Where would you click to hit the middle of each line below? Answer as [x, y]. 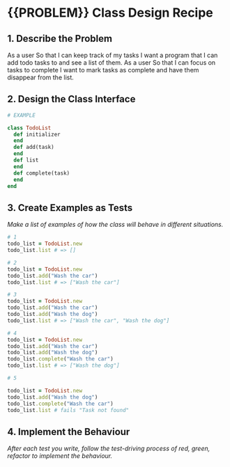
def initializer [37, 134]
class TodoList [29, 128]
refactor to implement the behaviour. [60, 456]
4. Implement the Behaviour [69, 432]
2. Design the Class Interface [71, 99]
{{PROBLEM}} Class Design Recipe [110, 13]
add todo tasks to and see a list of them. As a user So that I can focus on [112, 63]
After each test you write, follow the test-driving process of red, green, [109, 449]
